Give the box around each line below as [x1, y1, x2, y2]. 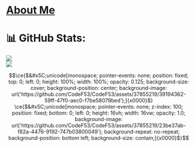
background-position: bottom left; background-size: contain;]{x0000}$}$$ [8, 135, 189, 142]
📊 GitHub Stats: [6, 32, 86, 45]
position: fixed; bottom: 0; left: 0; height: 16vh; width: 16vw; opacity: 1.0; [11, 109, 186, 116]
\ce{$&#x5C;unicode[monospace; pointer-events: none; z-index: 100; [14, 103, 183, 111]
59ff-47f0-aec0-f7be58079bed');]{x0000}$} [44, 97, 153, 104]
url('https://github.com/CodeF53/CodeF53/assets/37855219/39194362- [11, 91, 186, 98]
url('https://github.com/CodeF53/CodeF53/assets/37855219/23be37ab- [11, 122, 186, 129]
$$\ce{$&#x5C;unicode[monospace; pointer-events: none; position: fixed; [8, 72, 189, 79]
